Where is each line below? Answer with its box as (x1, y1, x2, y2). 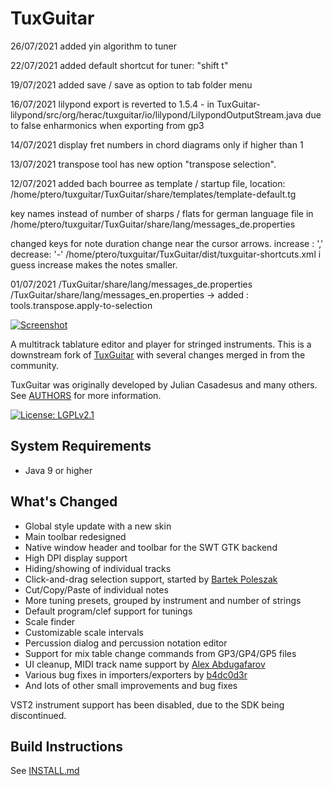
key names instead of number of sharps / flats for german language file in (10, 207, 314, 219)
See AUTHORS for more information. (10, 389, 162, 401)
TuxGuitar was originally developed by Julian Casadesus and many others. (10, 378, 318, 391)
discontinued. (10, 709, 67, 721)
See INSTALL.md (10, 765, 80, 777)
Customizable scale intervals (24, 626, 144, 638)
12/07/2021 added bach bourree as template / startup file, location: (10, 177, 286, 189)
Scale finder (24, 615, 76, 627)
